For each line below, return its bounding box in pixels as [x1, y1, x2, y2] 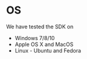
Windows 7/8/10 [14, 34, 55, 41]
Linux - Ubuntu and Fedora [14, 47, 82, 54]
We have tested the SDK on [6, 23, 73, 30]
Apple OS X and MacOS [14, 41, 74, 48]
